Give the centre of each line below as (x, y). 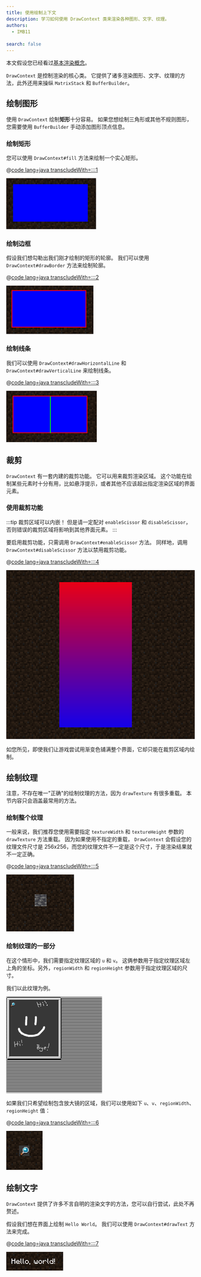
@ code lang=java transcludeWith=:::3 (53, 382)
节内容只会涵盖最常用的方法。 (43, 801)
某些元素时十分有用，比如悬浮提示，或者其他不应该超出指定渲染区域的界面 (103, 483)
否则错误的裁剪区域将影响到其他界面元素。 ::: (62, 529)
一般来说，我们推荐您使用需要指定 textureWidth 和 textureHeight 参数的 (95, 832)
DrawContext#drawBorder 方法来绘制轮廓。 (57, 265)
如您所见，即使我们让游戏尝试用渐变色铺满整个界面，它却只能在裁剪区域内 (98, 749)
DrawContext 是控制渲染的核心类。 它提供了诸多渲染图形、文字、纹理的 (93, 75)
